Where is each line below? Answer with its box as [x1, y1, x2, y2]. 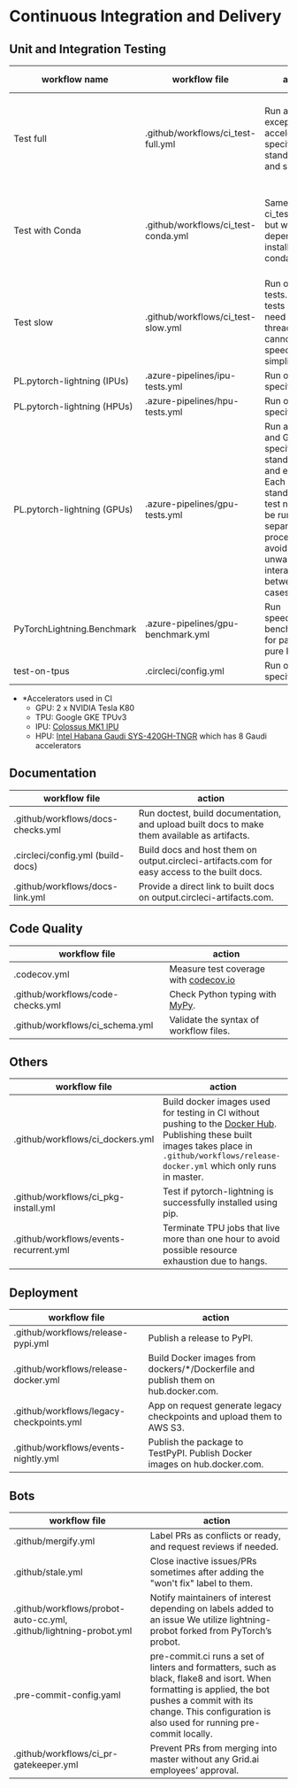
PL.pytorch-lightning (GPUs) [13, 503, 133, 515]
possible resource [163, 1244, 238, 1257]
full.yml [144, 138, 176, 150]
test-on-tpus [13, 665, 70, 677]
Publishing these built [163, 1129, 253, 1142]
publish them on [148, 1374, 215, 1387]
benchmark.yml [144, 629, 210, 640]
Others [9, 1055, 49, 1070]
